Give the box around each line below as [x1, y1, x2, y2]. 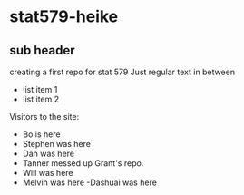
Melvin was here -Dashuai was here [22, 177, 157, 188]
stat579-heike [9, 6, 119, 27]
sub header [9, 43, 75, 58]
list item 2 [22, 93, 60, 104]
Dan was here [22, 148, 75, 159]
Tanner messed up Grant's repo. [22, 158, 144, 169]
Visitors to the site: [9, 112, 80, 122]
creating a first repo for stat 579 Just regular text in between [9, 66, 236, 77]
